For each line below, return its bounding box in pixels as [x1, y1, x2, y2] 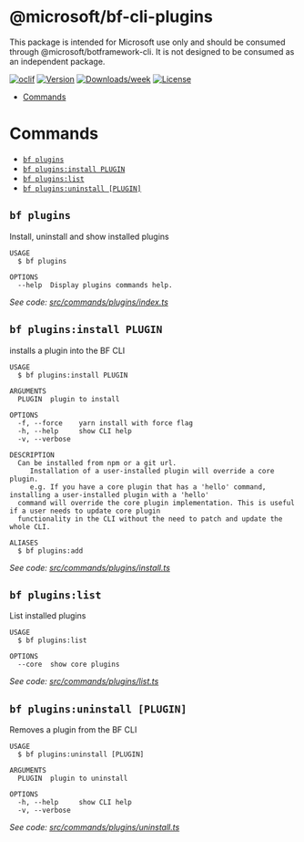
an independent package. [9, 56, 106, 67]
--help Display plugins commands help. [17, 280, 173, 289]
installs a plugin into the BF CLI [9, 345, 126, 356]
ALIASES [9, 538, 39, 547]
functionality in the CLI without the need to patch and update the [17, 514, 283, 524]
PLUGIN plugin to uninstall [17, 774, 128, 784]
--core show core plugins [17, 660, 120, 670]
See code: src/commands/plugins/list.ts [9, 676, 159, 687]
